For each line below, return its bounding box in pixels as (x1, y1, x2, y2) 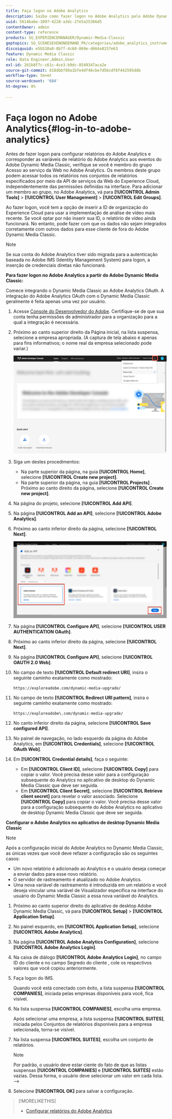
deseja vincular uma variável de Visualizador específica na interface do (13, 887, 163, 893)
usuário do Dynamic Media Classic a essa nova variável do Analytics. (13, 893, 159, 899)
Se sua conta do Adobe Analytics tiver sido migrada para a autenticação (6, 251, 158, 257)
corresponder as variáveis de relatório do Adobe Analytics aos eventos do (6, 156, 162, 162)
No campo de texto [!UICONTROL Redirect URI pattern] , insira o (13, 694, 150, 701)
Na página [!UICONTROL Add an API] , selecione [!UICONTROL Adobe (13, 510, 162, 516)
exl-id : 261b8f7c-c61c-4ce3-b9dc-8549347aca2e (6, 62, 107, 68)
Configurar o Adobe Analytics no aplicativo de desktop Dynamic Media (6, 819, 160, 826)
